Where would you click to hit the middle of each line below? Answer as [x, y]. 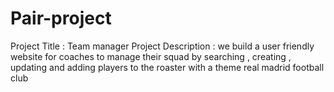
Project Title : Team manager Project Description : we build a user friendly [162, 46]
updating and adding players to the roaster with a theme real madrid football [167, 67]
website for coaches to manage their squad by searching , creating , [151, 56]
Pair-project [61, 18]
